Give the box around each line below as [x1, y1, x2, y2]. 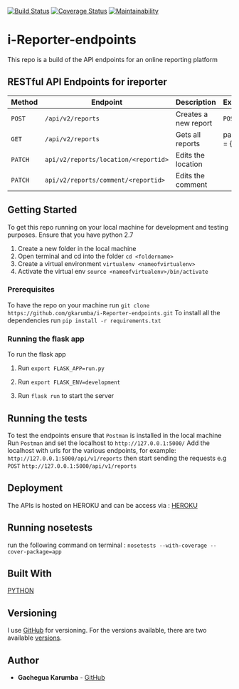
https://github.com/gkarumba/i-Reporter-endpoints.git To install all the [7, 308, 221, 317]
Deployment [7, 482, 63, 494]
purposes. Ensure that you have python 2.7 [7, 230, 134, 239]
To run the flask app [7, 350, 66, 359]
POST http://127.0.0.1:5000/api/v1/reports [7, 462, 137, 470]
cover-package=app [7, 548, 62, 556]
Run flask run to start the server [17, 392, 115, 400]
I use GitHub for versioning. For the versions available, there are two [7, 626, 207, 635]
